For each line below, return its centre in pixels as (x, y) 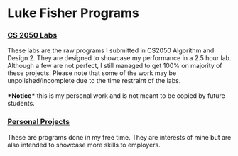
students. (21, 104)
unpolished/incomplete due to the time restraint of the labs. (94, 81)
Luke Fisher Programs (74, 13)
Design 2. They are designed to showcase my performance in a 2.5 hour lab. (119, 58)
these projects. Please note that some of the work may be (92, 73)
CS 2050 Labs (32, 35)
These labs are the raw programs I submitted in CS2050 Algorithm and (111, 50)
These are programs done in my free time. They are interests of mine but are (119, 137)
